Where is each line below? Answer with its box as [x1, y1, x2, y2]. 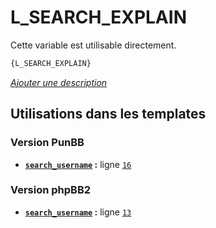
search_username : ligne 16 [24, 158, 132, 170]
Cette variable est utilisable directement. [10, 39, 177, 51]
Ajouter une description [10, 76, 108, 88]
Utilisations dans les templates [10, 106, 207, 123]
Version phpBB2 [10, 183, 92, 197]
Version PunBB [10, 136, 85, 150]
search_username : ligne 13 [24, 206, 132, 218]
